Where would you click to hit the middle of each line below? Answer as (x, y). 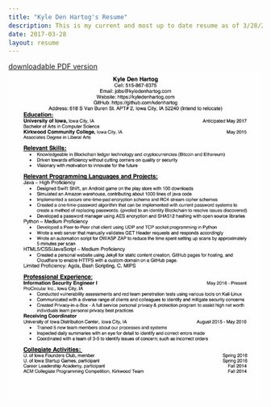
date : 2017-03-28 (38, 34)
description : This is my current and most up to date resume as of (124, 25)
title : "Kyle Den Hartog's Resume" (68, 17)
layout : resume (34, 43)
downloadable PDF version (53, 67)
